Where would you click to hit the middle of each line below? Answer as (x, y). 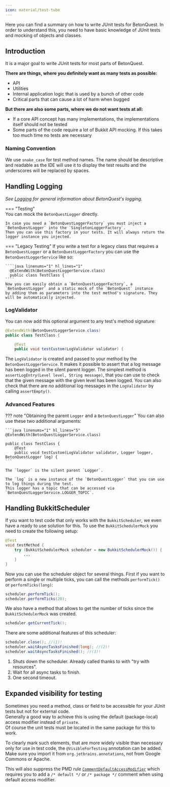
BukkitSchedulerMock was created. (41, 614)
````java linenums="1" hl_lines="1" (44, 266)
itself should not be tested (40, 125)
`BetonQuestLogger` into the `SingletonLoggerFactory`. (65, 228)
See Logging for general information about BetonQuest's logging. (74, 198)
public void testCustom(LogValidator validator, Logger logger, (84, 453)
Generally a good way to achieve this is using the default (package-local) (82, 717)
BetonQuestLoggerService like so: (39, 257)
